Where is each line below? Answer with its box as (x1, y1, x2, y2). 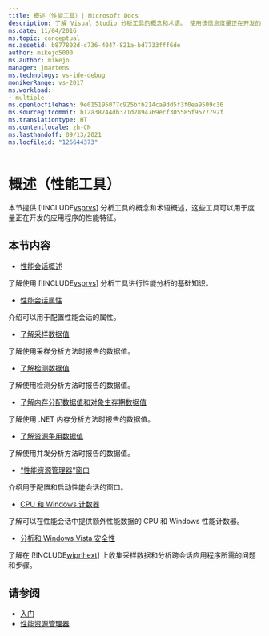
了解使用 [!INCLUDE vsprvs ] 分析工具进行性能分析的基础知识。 (8, 278, 214, 288)
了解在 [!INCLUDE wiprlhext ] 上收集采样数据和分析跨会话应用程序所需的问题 (8, 550, 256, 560)
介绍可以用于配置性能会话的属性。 (8, 313, 121, 322)
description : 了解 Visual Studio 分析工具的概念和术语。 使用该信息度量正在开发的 (8, 19, 262, 27)
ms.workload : (8, 86, 52, 94)
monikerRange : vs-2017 (8, 78, 84, 86)
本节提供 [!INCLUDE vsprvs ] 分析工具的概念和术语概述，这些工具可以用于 (8, 203, 248, 213)
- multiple (8, 94, 45, 102)
